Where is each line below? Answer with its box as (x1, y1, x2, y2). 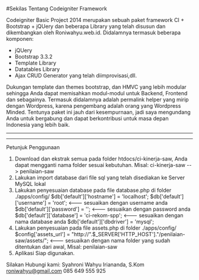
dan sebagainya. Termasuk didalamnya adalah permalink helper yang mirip (6, 96, 189, 103)
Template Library (14, 59, 56, 66)
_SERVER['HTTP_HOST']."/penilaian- (95, 231, 185, 237)
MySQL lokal (14, 181, 46, 187)
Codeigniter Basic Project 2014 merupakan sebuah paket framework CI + (6, 17, 185, 23)
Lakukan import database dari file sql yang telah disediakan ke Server (14, 174, 185, 181)
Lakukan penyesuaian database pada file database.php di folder (14, 186, 172, 194)
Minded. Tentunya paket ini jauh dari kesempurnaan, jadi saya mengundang (6, 109, 191, 115)
